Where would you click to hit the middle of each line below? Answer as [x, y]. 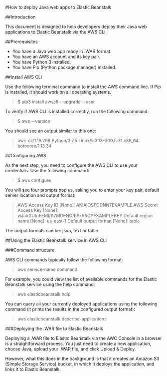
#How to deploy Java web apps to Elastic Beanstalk [58, 7]
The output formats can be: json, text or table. [52, 231]
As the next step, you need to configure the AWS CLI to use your [72, 165]
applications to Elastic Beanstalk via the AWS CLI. [56, 32]
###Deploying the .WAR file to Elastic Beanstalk [54, 328]
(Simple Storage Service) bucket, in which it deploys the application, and [80, 364]
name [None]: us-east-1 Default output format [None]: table [79, 221]
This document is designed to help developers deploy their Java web [76, 27]
